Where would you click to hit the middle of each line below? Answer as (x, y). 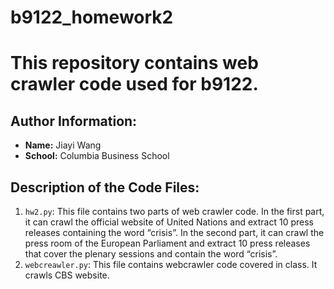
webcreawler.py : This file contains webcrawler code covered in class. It (171, 264)
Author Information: (74, 121)
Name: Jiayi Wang (63, 145)
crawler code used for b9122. (134, 84)
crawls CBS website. (67, 275)
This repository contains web (134, 63)
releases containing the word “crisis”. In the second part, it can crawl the (174, 232)
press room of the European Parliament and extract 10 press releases (167, 243)
